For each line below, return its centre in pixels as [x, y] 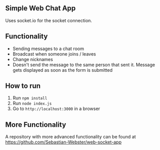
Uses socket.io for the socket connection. [49, 20]
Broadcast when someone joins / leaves [54, 54]
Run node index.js [32, 104]
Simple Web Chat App [41, 8]
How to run [23, 86]
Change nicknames [33, 59]
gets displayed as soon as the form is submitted [63, 70]
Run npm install [30, 98]
